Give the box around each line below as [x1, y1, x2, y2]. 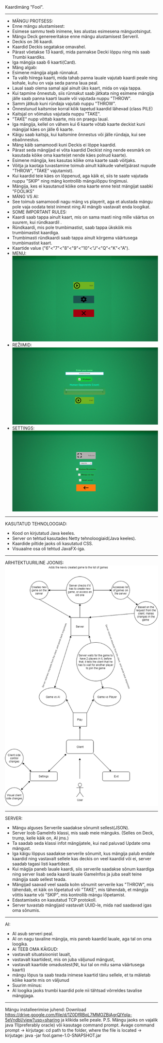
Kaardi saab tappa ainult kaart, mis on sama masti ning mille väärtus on [12, 214, 154, 220]
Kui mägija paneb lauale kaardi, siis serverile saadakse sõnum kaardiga [12, 866, 154, 872]
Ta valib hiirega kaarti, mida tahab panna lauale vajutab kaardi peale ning [12, 75, 158, 81]
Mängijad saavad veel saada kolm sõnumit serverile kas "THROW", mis [12, 882, 154, 888]
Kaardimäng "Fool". [5, 4, 44, 10]
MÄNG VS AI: [12, 194, 39, 199]
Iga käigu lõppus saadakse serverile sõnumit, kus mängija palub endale [12, 851, 155, 856]
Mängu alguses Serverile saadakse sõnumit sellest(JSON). [12, 825, 130, 831]
